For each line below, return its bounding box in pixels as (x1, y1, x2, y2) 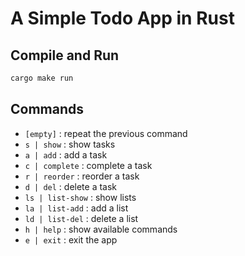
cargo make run (10, 73, 74, 83)
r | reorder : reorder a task (24, 170, 140, 182)
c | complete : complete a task (24, 159, 153, 171)
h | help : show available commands (24, 223, 178, 235)
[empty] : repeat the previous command (24, 127, 188, 139)
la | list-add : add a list (24, 202, 129, 214)
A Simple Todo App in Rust (10, 7, 235, 30)
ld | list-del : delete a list (24, 212, 139, 224)
